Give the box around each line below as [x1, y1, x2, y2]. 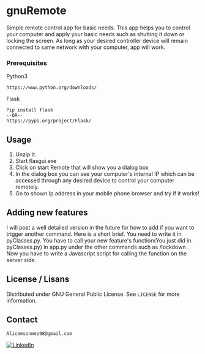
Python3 [6, 73, 28, 80]
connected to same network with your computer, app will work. [6, 43, 166, 51]
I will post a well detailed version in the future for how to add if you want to [6, 224, 195, 231]
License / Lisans [6, 274, 70, 285]
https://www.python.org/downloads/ [6, 85, 97, 91]
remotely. [15, 183, 40, 190]
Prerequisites [6, 59, 47, 67]
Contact [6, 315, 38, 325]
